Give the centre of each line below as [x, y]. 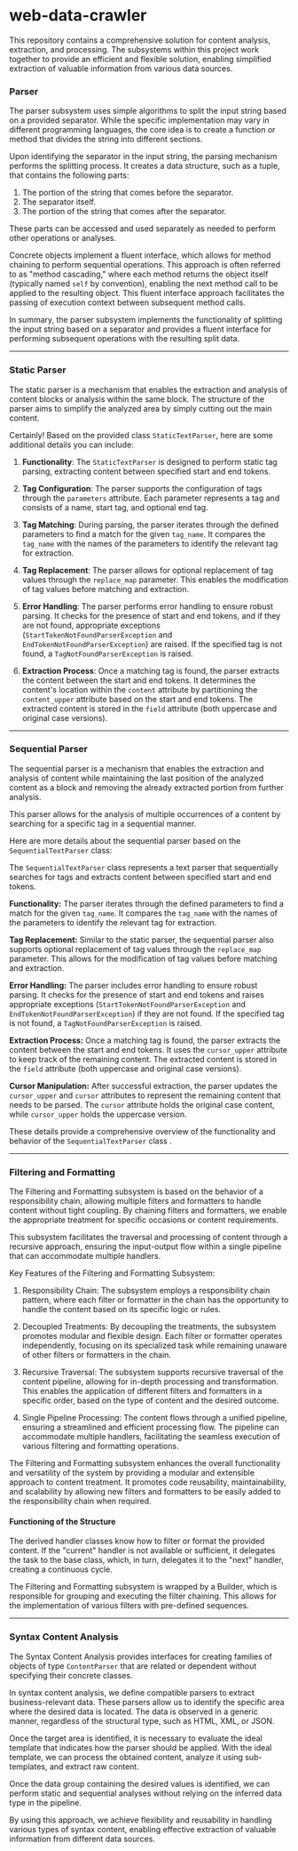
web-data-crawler [78, 16]
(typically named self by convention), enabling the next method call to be [144, 284]
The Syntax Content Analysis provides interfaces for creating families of [141, 1656]
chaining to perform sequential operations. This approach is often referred [145, 265]
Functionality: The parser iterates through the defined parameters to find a [146, 903]
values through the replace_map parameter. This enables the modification [155, 580]
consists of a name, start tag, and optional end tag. [115, 507]
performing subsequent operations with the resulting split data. [125, 339]
